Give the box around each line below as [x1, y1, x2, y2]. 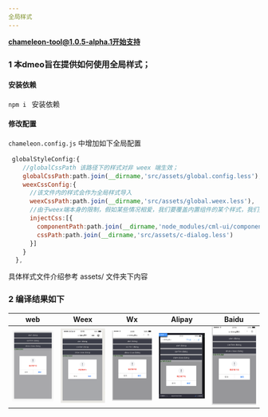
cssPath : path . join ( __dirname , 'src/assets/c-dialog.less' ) [37, 231, 234, 239]
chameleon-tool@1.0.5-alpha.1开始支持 [8, 37, 141, 46]
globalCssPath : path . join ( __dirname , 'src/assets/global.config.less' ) [22, 172, 259, 180]
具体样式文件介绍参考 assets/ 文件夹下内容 [8, 272, 148, 281]
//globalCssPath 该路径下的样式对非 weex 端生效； [22, 164, 179, 172]
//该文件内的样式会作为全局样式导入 [29, 189, 132, 197]
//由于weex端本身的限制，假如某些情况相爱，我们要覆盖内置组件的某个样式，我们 [29, 206, 259, 214]
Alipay [171, 315, 193, 324]
